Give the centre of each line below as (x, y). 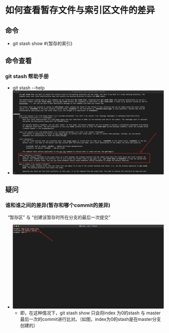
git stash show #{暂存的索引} (43, 44)
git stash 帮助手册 (27, 76)
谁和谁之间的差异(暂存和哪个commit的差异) (58, 205)
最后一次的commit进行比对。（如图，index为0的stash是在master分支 (90, 319)
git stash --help (29, 88)
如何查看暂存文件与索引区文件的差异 (80, 10)
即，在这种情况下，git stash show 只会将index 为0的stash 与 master (90, 313)
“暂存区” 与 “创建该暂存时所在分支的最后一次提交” (59, 217)
